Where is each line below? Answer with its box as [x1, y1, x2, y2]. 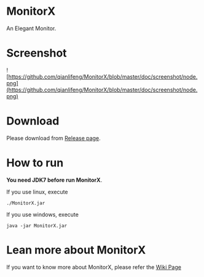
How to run [6, 156, 64, 170]
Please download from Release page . [6, 134, 101, 142]
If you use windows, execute [6, 211, 79, 218]
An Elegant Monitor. [6, 25, 57, 32]
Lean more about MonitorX [6, 243, 146, 257]
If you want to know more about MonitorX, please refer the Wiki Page [6, 263, 181, 271]
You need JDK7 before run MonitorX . [6, 176, 103, 184]
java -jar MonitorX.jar [6, 222, 68, 228]
